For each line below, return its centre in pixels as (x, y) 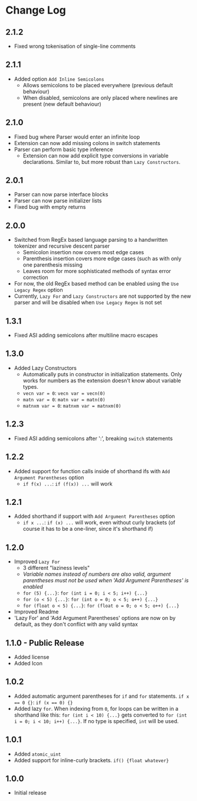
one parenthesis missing (53, 265)
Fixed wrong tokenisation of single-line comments (75, 46)
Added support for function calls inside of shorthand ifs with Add (92, 471)
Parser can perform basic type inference (63, 149)
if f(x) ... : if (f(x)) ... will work (68, 484)
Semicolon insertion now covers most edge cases (83, 252)
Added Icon (28, 663)
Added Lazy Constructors (45, 368)
